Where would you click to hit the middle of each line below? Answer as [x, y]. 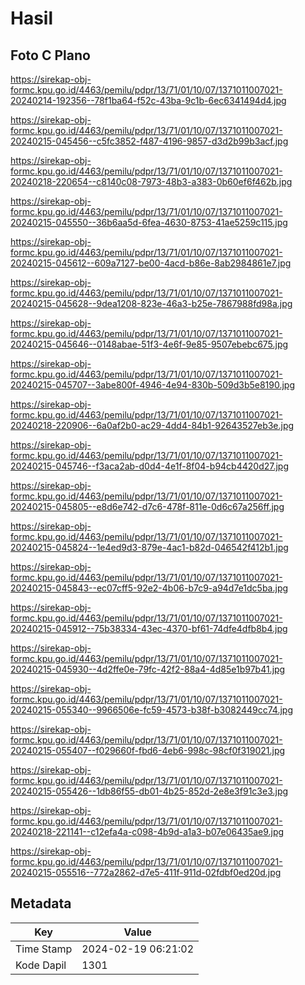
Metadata [41, 903]
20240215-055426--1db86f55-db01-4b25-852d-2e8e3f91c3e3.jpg [149, 791]
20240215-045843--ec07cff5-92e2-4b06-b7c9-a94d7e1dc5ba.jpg [149, 588]
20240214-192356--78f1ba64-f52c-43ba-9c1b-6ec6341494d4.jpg [148, 100]
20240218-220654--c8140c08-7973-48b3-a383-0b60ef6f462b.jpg [151, 181]
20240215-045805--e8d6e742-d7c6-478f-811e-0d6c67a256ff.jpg [147, 506]
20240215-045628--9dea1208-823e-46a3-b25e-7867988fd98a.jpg [151, 303]
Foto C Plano [50, 55]
